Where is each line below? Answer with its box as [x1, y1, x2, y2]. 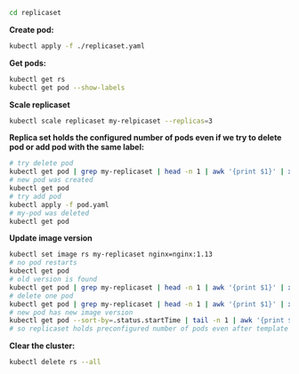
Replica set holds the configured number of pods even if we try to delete [9, 132, 282, 143]
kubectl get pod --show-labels [9, 83, 125, 92]
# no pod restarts [9, 259, 77, 267]
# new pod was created [9, 176, 93, 185]
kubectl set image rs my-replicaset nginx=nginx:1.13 [9, 250, 214, 259]
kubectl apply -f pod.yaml [9, 200, 109, 209]
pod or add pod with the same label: [9, 142, 145, 153]
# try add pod [9, 192, 62, 201]
